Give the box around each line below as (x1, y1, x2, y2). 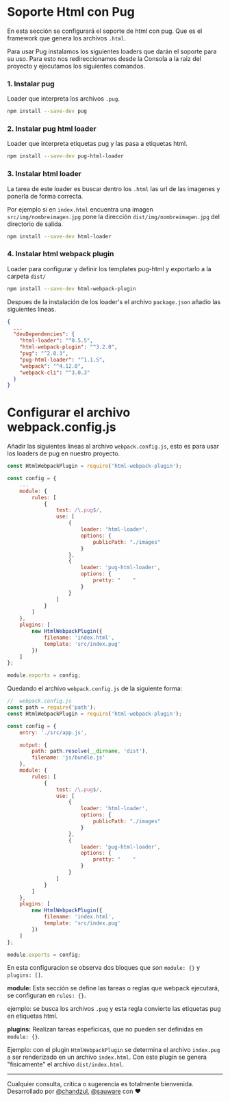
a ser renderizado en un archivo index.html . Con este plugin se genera (7, 1053, 207, 1062)
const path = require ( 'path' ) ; (7, 704, 97, 711)
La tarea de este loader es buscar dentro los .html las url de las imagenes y (7, 184, 220, 192)
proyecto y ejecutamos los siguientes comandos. (7, 62, 146, 70)
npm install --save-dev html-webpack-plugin (7, 285, 136, 292)
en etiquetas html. (7, 1012, 58, 1020)
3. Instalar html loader (7, 169, 82, 179)
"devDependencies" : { (13, 331, 75, 338)
